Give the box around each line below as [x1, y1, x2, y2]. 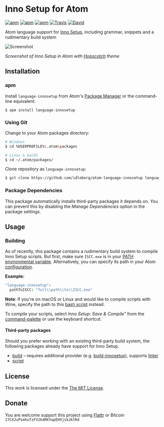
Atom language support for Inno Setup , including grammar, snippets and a [5, 29, 154, 35]
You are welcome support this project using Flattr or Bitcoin [5, 412, 124, 418]
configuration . [5, 264, 33, 270]
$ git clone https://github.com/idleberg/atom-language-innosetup [5, 176, 143, 181]
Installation [5, 67, 40, 76]
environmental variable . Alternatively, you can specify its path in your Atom [5, 259, 156, 264]
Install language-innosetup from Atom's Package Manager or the [5, 93, 134, 99]
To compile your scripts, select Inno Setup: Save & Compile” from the [5, 311, 145, 317]
